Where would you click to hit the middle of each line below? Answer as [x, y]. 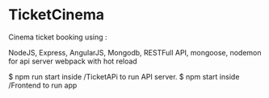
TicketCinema [57, 15]
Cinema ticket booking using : [58, 37]
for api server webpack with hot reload [73, 61]
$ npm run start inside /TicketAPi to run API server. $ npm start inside [124, 76]
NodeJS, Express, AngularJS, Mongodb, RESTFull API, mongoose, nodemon [135, 52]
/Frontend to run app [43, 85]
